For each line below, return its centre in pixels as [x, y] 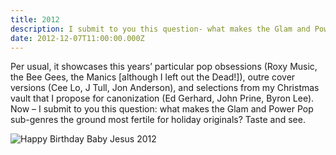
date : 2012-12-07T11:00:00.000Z [77, 38]
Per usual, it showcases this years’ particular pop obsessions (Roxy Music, [164, 67]
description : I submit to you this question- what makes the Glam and [160, 29]
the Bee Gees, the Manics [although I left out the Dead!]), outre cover [153, 77]
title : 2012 [35, 19]
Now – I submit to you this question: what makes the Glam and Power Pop [162, 109]
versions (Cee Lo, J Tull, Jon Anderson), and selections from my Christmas [165, 88]
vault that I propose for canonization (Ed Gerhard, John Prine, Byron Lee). [162, 98]
